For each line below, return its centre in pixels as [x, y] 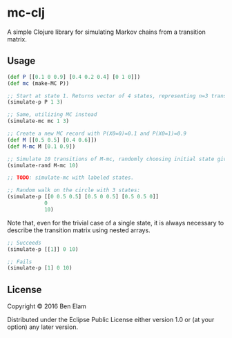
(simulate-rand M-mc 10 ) [43, 165]
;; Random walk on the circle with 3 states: [74, 190]
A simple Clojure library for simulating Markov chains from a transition [106, 32]
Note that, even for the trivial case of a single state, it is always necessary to [116, 223]
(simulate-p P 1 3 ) [35, 102]
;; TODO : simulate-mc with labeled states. [71, 178]
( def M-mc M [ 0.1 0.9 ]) [41, 147]
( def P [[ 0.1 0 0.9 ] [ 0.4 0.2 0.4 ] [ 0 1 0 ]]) [74, 77]
